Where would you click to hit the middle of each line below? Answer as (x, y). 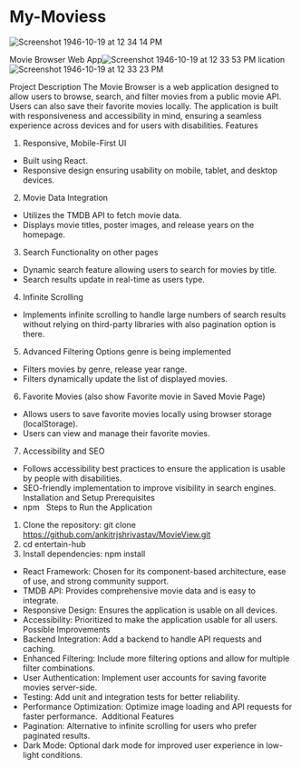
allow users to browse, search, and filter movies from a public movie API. (146, 96)
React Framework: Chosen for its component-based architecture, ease (154, 571)
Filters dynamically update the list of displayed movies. (125, 378)
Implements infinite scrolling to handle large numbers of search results (154, 315)
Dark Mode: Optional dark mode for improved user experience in (143, 745)
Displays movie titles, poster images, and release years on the (138, 225)
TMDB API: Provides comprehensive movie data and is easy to (139, 590)
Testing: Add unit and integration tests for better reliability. (131, 696)
